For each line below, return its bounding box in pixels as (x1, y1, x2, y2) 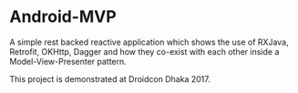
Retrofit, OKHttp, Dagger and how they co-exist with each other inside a (9, 46, 280, 57)
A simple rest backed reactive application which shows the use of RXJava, (9, 36, 289, 47)
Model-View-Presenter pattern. (9, 56, 128, 67)
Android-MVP (9, 6, 117, 27)
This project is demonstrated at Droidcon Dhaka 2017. (9, 73, 211, 84)
